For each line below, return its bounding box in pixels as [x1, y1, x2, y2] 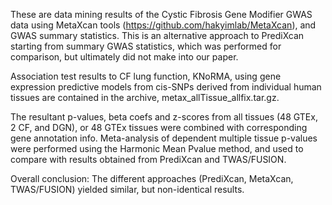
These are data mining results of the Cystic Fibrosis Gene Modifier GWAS [10, 9, 313, 20]
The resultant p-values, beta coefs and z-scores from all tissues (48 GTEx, [10, 111, 318, 123]
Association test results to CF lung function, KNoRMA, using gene [10, 70, 282, 82]
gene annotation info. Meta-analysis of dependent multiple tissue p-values [10, 132, 318, 144]
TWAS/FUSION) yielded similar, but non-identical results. [10, 184, 245, 195]
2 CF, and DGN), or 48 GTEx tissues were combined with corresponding [10, 122, 308, 133]
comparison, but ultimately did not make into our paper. [10, 51, 239, 63]
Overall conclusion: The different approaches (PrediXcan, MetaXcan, [10, 173, 294, 184]
